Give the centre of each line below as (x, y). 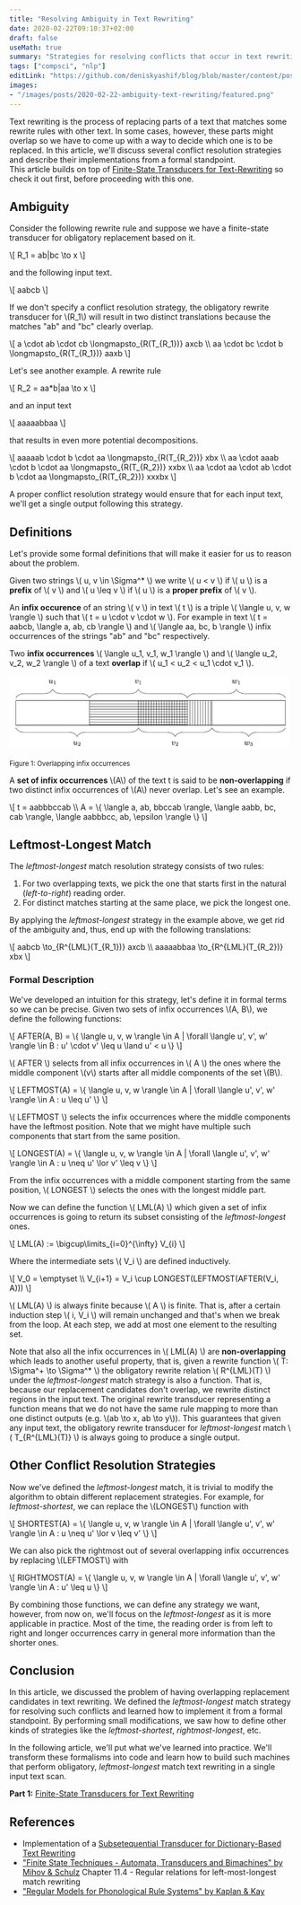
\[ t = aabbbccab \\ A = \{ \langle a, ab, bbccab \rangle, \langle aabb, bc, (143, 807)
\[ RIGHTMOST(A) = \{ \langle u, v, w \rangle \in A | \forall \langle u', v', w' (145, 1577)
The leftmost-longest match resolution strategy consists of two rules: (137, 866)
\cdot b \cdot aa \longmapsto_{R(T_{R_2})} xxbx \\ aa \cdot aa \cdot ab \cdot (150, 468)
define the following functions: (66, 1018)
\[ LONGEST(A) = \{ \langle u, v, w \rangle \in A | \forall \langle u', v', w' (140, 1153)
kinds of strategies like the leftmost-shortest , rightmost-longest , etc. (135, 1730)
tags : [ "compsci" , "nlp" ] (57, 66)
